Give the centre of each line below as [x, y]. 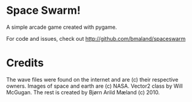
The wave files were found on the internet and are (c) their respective [92, 79]
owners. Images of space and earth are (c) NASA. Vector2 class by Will [94, 86]
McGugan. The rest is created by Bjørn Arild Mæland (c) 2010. [83, 92]
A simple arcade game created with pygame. [62, 27]
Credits [25, 63]
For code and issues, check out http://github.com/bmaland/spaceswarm [96, 38]
